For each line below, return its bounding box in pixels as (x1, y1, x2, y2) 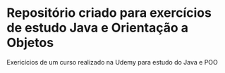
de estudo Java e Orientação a (6, 20, 188, 36)
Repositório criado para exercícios (6, 5, 212, 21)
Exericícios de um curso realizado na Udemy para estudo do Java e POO (6, 58, 218, 66)
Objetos (6, 35, 54, 51)
